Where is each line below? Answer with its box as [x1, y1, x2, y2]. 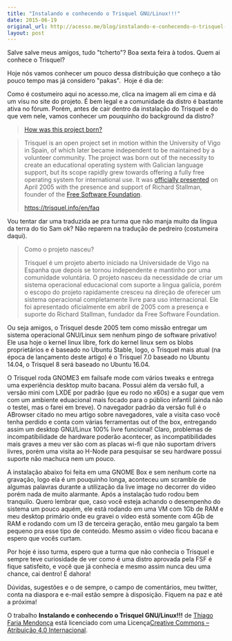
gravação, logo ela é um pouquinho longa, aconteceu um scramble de [7, 476, 206, 484]
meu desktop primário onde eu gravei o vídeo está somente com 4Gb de [7, 512, 214, 521]
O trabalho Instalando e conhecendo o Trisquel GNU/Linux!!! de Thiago [7, 611, 213, 620]
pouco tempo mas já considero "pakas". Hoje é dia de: [7, 77, 164, 85]
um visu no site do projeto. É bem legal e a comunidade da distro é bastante [7, 98, 223, 106]
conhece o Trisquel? [7, 56, 66, 64]
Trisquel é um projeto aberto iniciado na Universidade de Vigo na [23, 259, 209, 267]
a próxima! [7, 598, 37, 606]
